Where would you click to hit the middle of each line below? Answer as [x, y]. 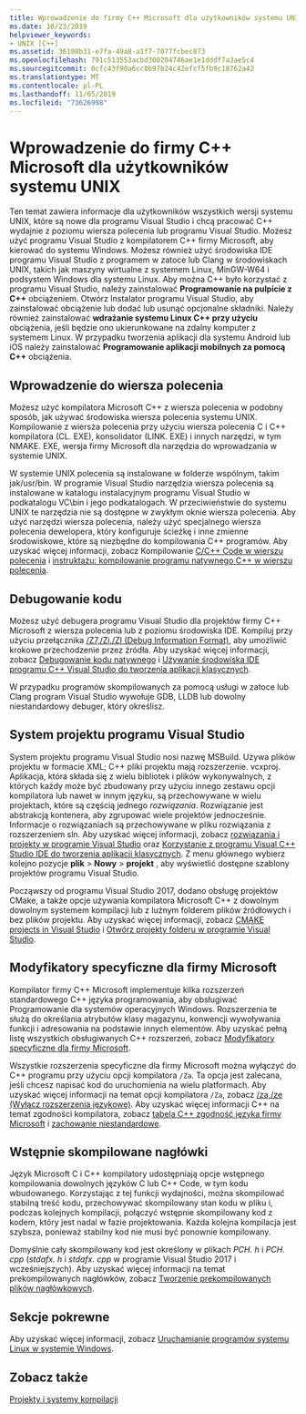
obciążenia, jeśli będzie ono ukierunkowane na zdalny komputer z [133, 328]
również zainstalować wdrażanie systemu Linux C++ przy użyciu [133, 318]
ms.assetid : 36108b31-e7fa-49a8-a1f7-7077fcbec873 [107, 52]
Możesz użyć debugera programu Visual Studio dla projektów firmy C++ [145, 620]
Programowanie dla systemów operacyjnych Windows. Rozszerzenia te [143, 1009]
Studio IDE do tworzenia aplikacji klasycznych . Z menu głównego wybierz [147, 854]
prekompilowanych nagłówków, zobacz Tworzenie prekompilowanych [140, 1279]
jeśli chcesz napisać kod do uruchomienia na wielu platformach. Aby [138, 1084]
